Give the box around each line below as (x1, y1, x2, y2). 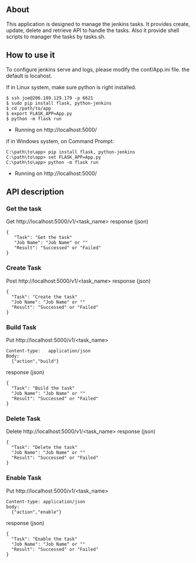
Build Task (6, 323, 36, 331)
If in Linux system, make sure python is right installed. (6, 83, 137, 90)
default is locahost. (6, 72, 53, 79)
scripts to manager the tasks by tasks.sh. (6, 33, 106, 40)
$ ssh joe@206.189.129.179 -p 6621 (6, 95, 94, 101)
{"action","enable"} (11, 509, 62, 515)
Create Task (6, 264, 42, 272)
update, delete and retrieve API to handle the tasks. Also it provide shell (6, 27, 180, 34)
